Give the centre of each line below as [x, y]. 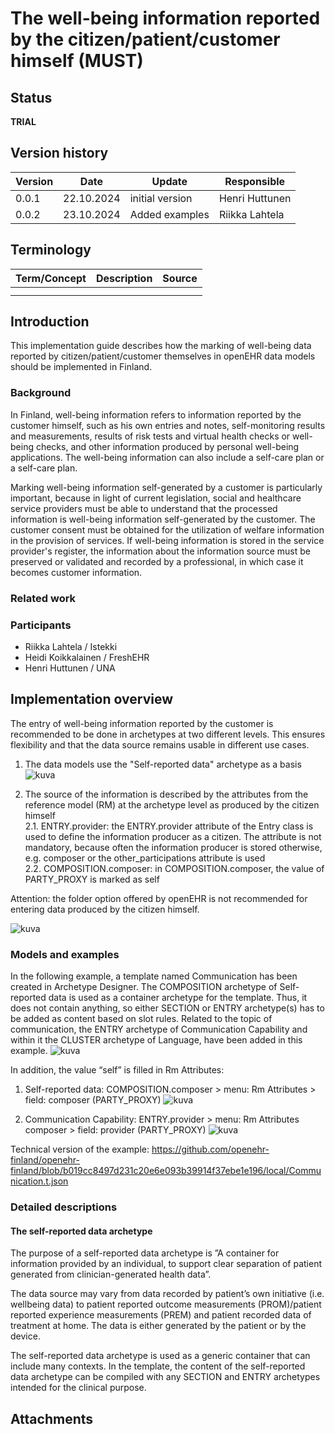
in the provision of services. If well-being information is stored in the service [167, 540]
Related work [43, 598]
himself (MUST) [77, 61]
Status [31, 97]
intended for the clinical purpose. [78, 1388]
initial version [161, 198]
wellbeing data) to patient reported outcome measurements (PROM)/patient [166, 1304]
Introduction [50, 322]
